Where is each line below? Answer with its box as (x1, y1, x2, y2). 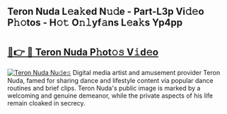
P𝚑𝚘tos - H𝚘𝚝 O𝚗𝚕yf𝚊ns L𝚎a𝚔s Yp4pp (7, 17, 182, 29)
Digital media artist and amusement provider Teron (72, 69, 221, 76)
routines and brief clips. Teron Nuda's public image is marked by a (7, 84, 201, 92)
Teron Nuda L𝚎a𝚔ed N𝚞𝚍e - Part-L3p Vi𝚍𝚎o (7, 6, 204, 18)
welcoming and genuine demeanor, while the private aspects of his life (7, 91, 214, 100)
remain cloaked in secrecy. (7, 99, 86, 107)
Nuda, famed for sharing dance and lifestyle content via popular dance (7, 76, 214, 84)
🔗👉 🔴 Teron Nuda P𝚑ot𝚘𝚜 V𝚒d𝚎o (7, 46, 159, 58)
